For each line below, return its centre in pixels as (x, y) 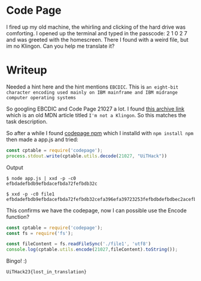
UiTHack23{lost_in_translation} (46, 272)
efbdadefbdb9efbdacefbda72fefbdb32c (52, 184)
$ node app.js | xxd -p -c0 (41, 178)
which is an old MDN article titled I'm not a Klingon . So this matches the (96, 115)
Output (15, 167)
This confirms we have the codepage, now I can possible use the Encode (97, 210)
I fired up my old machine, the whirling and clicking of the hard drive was (96, 27)
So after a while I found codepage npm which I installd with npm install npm (100, 133)
